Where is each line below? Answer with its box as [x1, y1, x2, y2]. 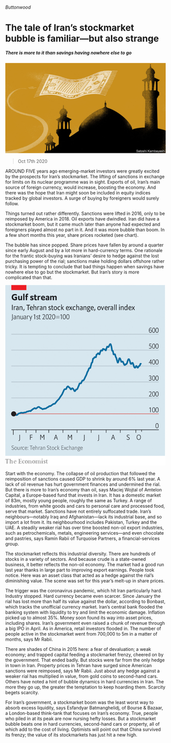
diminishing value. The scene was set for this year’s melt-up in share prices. [5, 578, 165, 584]
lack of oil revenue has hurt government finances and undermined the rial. [5, 481, 161, 487]
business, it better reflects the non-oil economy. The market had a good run [5, 562, 164, 568]
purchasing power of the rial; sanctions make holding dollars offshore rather [5, 258, 165, 264]
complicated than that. [5, 274, 52, 281]
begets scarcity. [5, 690, 39, 696]
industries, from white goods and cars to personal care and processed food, [5, 503, 165, 509]
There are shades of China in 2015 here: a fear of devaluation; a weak [5, 646, 151, 652]
